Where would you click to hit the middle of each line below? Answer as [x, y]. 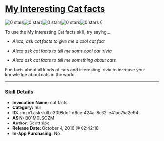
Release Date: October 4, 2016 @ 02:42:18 [55, 128]
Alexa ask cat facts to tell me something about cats [64, 60]
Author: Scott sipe [31, 123]
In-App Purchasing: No [36, 133]
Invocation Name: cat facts [40, 103]
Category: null [27, 107]
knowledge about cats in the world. [41, 74]
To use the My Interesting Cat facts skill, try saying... [58, 32]
